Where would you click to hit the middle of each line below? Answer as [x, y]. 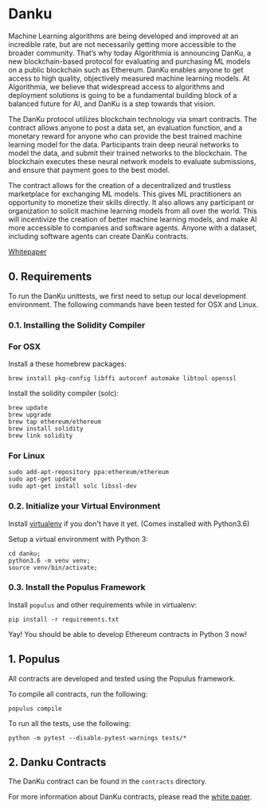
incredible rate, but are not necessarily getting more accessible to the [122, 44]
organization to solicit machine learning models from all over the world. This [133, 210]
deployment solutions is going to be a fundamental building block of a [123, 95]
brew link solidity [41, 435]
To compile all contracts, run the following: [78, 693]
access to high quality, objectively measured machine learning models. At [129, 78]
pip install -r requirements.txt [64, 619]
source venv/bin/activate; [53, 567]
